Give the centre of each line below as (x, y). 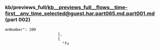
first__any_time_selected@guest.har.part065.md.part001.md (80, 13)
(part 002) (18, 20)
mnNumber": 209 (21, 30)
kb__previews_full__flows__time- (87, 7)
